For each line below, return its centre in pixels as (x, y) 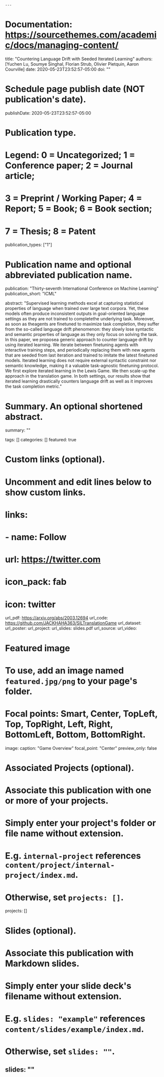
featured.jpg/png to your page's (71, 681)
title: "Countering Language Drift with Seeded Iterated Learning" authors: (79, 59)
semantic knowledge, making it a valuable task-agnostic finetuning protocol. (82, 366)
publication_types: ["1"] (29, 245)
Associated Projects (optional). (70, 768)
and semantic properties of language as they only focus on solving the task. (82, 335)
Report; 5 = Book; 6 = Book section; (79, 209)
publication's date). (46, 100)
